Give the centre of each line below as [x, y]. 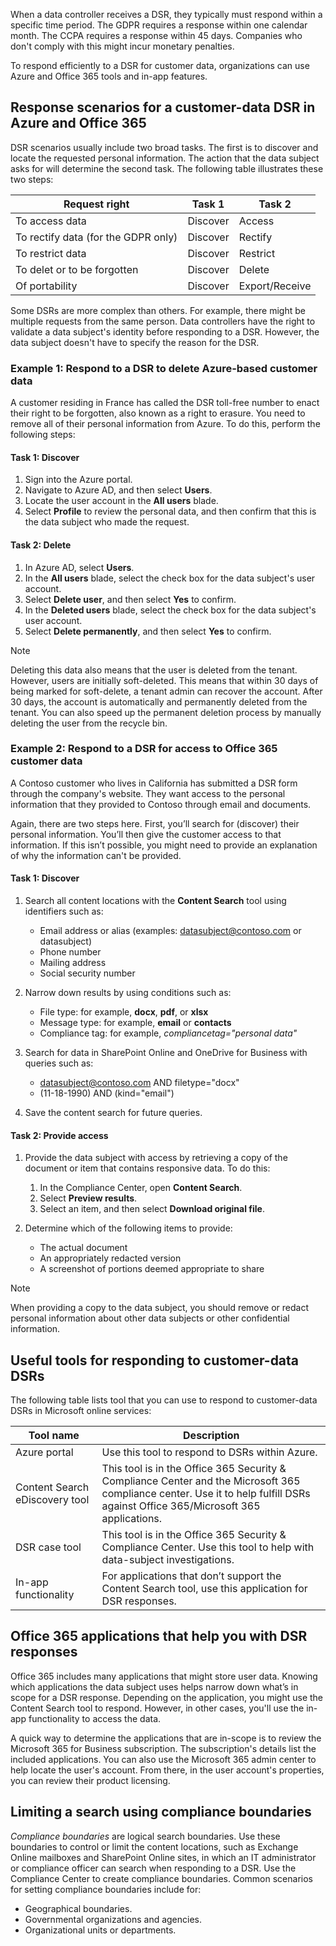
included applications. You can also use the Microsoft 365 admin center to [163, 1759]
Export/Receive [275, 286]
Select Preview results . [88, 1198]
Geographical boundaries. [78, 1908]
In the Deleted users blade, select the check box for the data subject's [170, 610]
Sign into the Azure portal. [78, 480]
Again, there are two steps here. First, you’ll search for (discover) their [155, 823]
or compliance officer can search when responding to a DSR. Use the [153, 1868]
